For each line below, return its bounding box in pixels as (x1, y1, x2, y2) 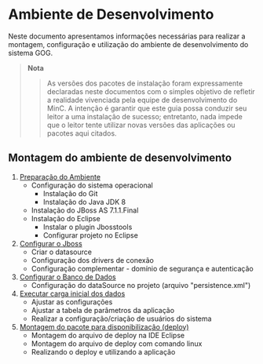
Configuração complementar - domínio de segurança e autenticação (31, 264, 254, 273)
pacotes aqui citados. (46, 128, 117, 138)
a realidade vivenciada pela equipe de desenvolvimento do (46, 95, 238, 104)
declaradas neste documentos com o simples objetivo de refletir (46, 86, 255, 96)
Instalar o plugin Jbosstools (42, 222, 133, 231)
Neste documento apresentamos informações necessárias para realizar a (8, 31, 246, 41)
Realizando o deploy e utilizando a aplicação (31, 347, 176, 356)
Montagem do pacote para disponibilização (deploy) (19, 322, 190, 331)
